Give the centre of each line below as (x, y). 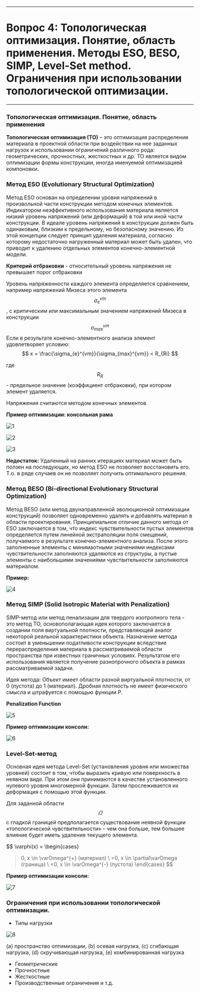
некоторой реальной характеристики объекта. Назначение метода (92, 636)
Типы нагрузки (33, 923)
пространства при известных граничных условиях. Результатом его (93, 655)
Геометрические (36, 964)
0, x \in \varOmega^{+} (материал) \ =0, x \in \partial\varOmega (99, 858)
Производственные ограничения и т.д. (64, 983)
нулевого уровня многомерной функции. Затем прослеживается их (92, 786)
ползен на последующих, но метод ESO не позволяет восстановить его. (98, 467)
